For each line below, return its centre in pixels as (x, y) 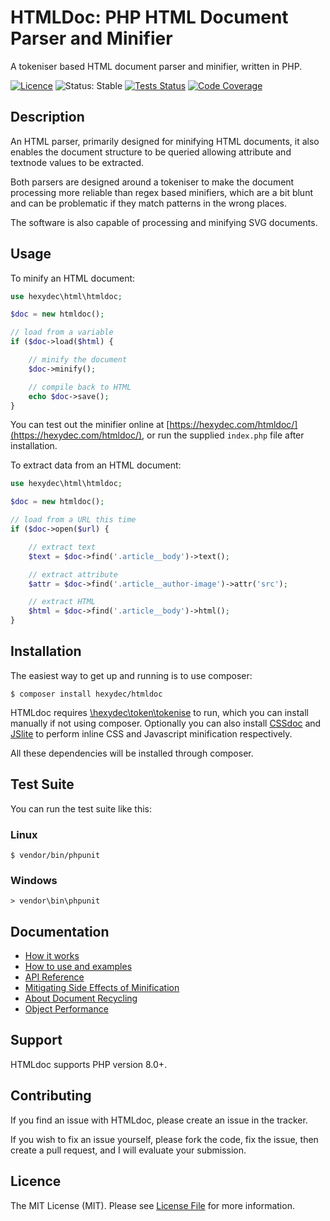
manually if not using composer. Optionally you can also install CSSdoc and (166, 723)
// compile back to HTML (80, 387)
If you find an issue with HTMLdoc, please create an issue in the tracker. (159, 1120)
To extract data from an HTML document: (96, 465)
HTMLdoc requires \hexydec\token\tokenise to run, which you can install (159, 712)
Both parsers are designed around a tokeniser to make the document (152, 182)
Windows (34, 880)
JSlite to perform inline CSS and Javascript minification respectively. (151, 733)
